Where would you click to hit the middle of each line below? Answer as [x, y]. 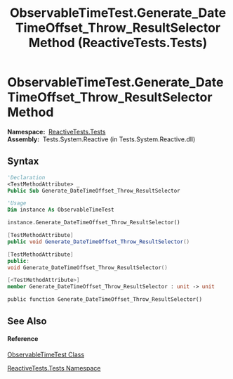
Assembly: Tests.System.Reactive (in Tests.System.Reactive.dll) [101, 139]
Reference [23, 339]
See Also [27, 321]
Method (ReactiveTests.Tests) [118, 43]
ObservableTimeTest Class [46, 354]
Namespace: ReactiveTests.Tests [56, 131]
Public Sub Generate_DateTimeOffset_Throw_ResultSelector [94, 191]
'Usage [17, 203]
